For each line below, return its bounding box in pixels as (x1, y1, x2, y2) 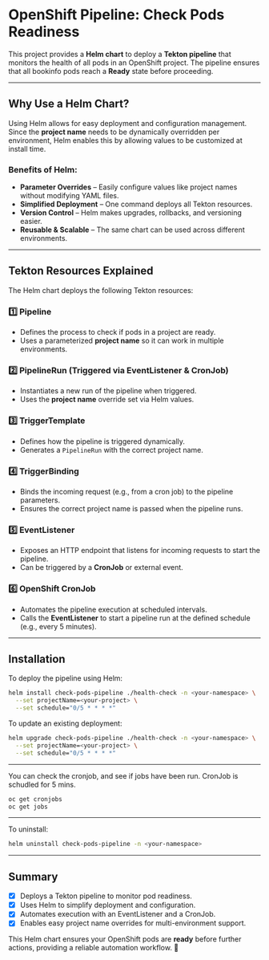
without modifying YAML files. (19, 191, 119, 201)
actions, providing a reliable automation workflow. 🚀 (8, 943, 179, 953)
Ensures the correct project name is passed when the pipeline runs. (19, 504, 243, 514)
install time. (8, 144, 46, 153)
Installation (8, 653, 66, 666)
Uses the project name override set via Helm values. (19, 395, 195, 405)
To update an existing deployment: (8, 718, 122, 728)
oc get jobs (8, 803, 48, 811)
